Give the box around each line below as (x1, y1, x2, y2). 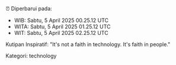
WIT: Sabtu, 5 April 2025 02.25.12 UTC (14, 30, 108, 36)
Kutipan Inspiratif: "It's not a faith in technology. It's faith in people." (5, 41, 171, 48)
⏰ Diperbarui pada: (5, 5, 53, 12)
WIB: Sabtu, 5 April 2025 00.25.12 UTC (14, 17, 109, 24)
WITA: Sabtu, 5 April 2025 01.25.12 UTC (14, 23, 111, 30)
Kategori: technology (5, 53, 57, 59)
